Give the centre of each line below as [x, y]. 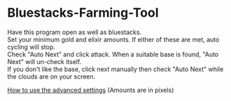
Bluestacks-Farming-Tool [83, 13]
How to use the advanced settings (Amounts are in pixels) [91, 90]
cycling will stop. [31, 47]
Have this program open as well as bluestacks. [75, 32]
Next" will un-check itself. [44, 61]
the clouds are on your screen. [51, 76]
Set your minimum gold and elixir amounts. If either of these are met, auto [113, 39]
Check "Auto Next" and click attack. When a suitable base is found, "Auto [113, 54]
